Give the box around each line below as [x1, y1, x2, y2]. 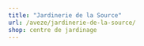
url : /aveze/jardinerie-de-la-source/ [8, 19, 136, 27]
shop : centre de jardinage [8, 26, 97, 34]
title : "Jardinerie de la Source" [8, 11, 123, 19]
